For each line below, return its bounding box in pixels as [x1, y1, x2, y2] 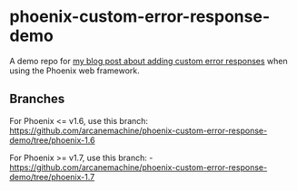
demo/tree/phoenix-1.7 [9, 171, 95, 182]
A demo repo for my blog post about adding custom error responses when [9, 55, 288, 66]
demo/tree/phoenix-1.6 [9, 134, 95, 146]
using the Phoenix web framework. [9, 65, 140, 76]
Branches [9, 91, 65, 107]
